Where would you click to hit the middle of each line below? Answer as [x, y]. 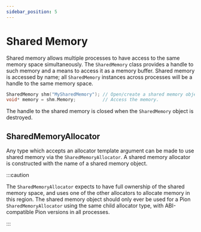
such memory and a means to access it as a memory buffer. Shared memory [100, 71]
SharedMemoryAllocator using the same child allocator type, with [85, 206]
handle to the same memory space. [50, 83]
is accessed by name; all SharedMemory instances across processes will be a [99, 77]
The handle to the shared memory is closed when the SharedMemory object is [100, 111]
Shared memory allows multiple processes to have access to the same [93, 58]
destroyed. [19, 118]
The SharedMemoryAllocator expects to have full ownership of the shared [95, 187]
